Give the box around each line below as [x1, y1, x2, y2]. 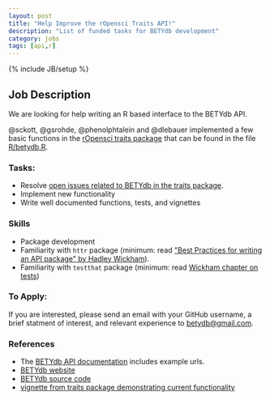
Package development [19, 236, 96, 246]
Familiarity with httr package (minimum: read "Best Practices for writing [19, 245, 263, 255]
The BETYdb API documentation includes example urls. [19, 357, 205, 367]
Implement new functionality [19, 189, 116, 199]
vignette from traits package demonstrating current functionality [19, 382, 235, 393]
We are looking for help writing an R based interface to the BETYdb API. [8, 109, 247, 118]
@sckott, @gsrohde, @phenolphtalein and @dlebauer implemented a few [8, 125, 254, 134]
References [8, 338, 55, 349]
